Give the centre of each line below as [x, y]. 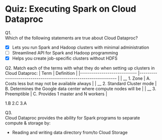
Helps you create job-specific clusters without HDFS [65, 58]
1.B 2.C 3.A [16, 104]
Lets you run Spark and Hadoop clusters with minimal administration [81, 47]
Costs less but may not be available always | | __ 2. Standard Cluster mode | [81, 84]
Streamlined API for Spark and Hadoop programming [65, 53]
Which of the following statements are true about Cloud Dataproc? [72, 38]
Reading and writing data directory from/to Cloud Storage [70, 133]
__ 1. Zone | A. [137, 78]
